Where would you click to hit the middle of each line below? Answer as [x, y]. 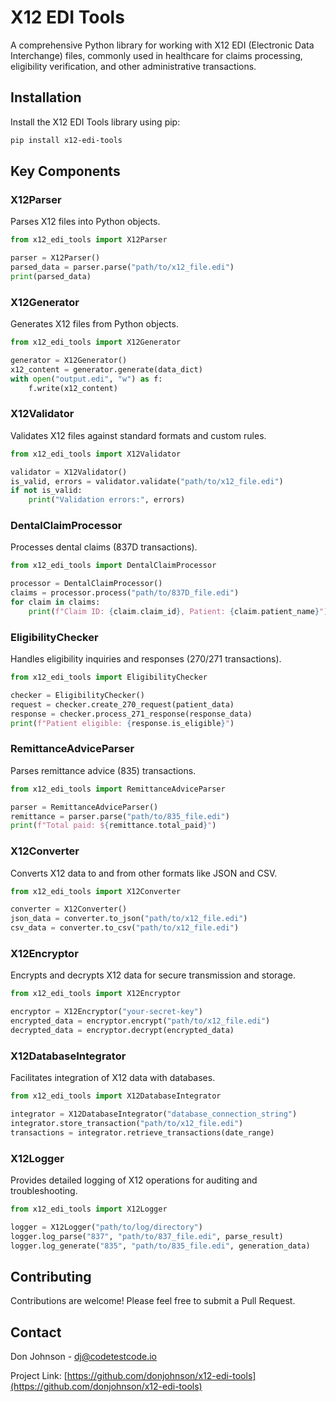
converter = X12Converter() [69, 909]
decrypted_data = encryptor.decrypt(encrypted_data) [122, 1031]
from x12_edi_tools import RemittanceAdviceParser [118, 789]
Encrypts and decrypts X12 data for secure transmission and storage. [153, 975]
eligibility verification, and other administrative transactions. [133, 66]
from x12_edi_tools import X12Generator [96, 342]
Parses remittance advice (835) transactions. [103, 770]
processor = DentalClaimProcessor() [86, 584]
